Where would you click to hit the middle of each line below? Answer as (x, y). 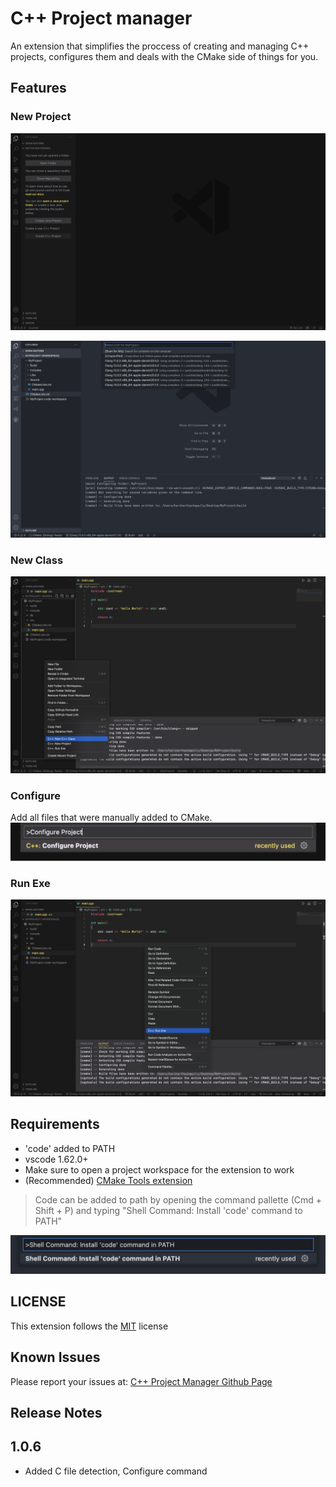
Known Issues (55, 1357)
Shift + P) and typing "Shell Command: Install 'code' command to (168, 1210)
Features (38, 88)
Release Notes (56, 1412)
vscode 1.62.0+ (56, 1159)
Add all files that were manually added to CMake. (111, 818)
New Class (37, 560)
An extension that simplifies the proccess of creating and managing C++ (160, 46)
